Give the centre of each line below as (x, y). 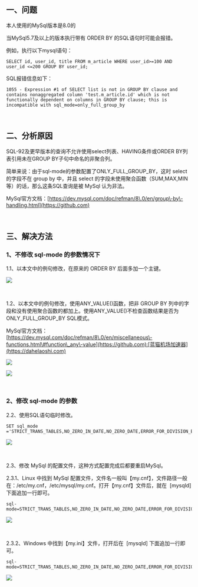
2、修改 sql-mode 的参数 (42, 401)
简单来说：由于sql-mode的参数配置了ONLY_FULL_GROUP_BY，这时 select (97, 171)
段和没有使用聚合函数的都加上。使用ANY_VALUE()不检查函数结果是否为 (93, 311)
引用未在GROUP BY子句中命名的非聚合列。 (63, 159)
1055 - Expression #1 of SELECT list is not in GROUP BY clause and (92, 90)
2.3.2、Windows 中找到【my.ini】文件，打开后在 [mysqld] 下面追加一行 (93, 543)
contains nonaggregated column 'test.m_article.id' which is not (88, 95)
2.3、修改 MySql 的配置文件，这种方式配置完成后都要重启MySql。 (86, 465)
